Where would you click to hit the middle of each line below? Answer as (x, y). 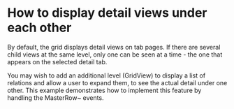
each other (39, 28)
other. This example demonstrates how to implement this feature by (104, 90)
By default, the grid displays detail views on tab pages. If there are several (114, 47)
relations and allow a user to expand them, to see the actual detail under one (117, 82)
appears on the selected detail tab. (57, 61)
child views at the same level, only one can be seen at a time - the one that (115, 54)
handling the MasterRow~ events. (56, 97)
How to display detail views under (107, 13)
